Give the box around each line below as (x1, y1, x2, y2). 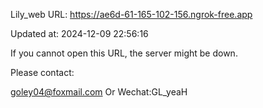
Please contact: (10, 67, 75, 78)
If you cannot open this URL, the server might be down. (10, 47, 238, 59)
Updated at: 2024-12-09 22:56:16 (10, 28, 149, 39)
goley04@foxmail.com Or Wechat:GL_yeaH (10, 86, 188, 98)
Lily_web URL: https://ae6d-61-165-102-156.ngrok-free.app (10, 9, 253, 20)
